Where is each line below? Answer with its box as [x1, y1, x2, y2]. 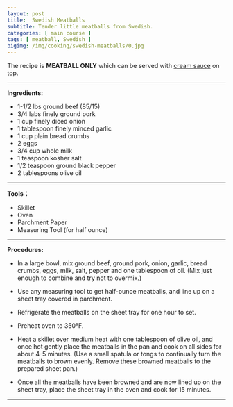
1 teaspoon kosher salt [17, 154, 82, 162]
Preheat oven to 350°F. [17, 322, 84, 330]
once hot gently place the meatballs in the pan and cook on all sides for [17, 342, 222, 351]
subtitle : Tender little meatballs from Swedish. [7, 23, 154, 30]
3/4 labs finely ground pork [17, 110, 96, 118]
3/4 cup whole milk [17, 147, 73, 155]
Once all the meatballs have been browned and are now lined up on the [17, 378, 221, 386]
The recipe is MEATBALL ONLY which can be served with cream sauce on [7, 62, 220, 69]
